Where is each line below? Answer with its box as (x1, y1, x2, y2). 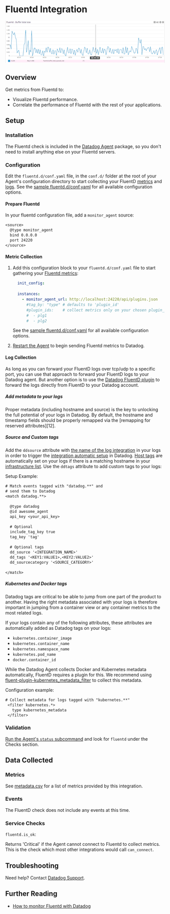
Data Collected (5, 756, 53, 765)
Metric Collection (5, 253, 42, 260)
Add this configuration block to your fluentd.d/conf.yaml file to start (12, 265, 156, 271)
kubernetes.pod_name (12, 652, 56, 657)
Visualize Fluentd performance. (12, 97, 78, 103)
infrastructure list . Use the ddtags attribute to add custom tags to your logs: (5, 463, 162, 469)
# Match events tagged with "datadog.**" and (5, 483, 103, 489)
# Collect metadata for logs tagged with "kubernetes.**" (5, 697, 130, 703)
